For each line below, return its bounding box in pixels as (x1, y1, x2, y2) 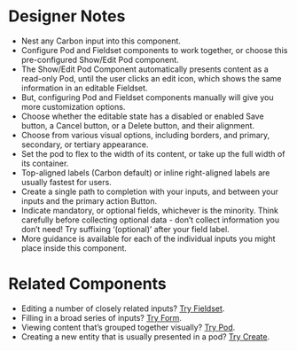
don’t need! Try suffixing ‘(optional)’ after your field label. (20, 223, 230, 234)
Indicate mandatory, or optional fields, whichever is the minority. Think (20, 205, 278, 215)
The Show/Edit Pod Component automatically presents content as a (20, 64, 270, 74)
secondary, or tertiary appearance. (20, 139, 149, 150)
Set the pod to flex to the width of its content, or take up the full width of (20, 148, 285, 159)
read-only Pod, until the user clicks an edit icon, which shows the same (20, 73, 282, 83)
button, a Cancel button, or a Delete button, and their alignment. (20, 120, 254, 130)
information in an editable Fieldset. (20, 82, 148, 93)
